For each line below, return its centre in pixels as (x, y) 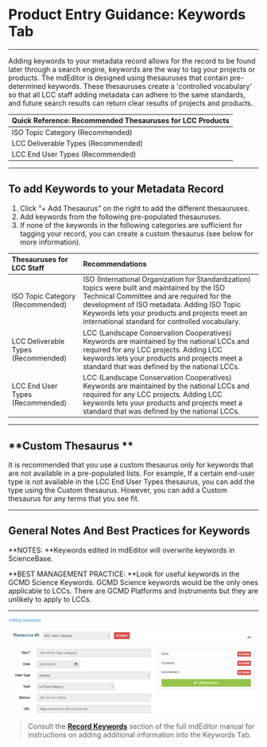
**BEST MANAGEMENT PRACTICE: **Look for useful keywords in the (124, 574)
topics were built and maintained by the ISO (154, 288)
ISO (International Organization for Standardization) (167, 279)
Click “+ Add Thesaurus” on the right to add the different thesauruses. (135, 208)
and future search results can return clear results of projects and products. (131, 103)
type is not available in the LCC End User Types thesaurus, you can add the (132, 482)
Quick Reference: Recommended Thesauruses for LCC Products (120, 121)
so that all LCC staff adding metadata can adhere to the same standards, (127, 94)
